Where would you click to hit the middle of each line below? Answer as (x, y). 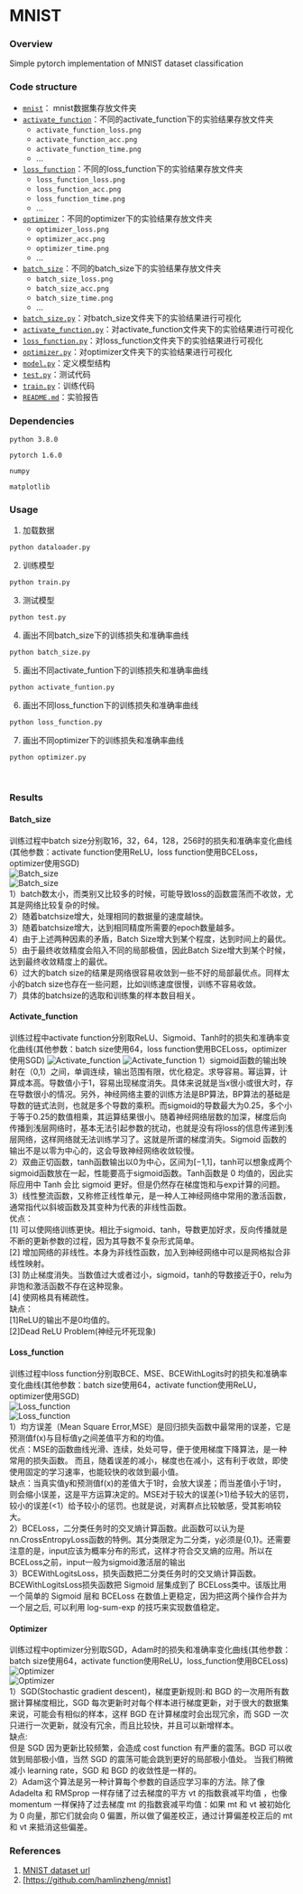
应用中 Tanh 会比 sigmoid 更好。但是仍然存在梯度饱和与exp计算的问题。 (151, 1184)
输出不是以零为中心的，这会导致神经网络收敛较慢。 (104, 1150)
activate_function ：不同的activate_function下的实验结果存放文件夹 (148, 119)
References (35, 1851)
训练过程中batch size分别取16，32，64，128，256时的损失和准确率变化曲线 (151, 840)
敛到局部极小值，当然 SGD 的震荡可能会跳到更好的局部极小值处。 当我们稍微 (151, 1759)
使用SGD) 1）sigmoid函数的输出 (144, 1060)
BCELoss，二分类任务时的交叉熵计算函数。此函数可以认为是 (133, 1528)
